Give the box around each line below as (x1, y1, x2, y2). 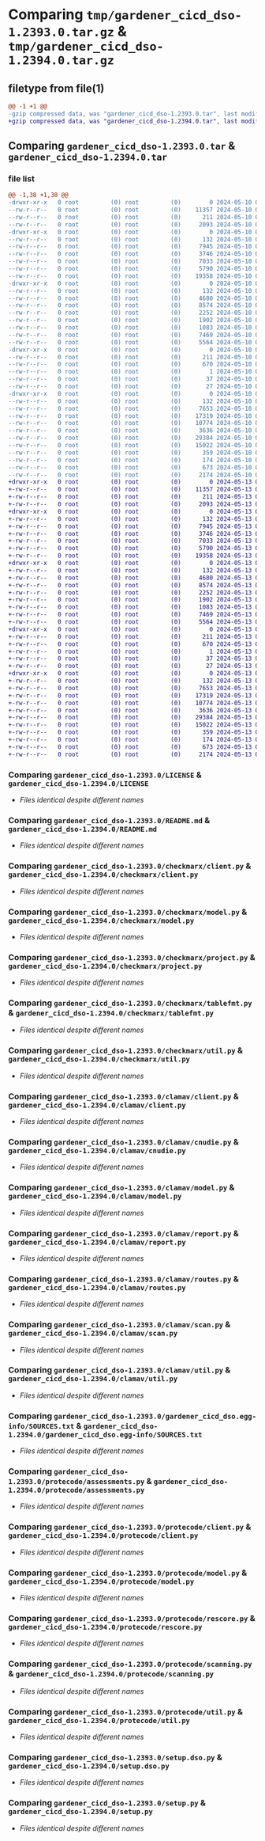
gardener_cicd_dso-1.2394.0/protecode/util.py (8, 1716, 191, 1725)
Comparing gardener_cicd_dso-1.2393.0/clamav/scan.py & (8, 1319, 231, 1330)
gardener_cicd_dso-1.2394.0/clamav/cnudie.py (8, 1146, 187, 1155)
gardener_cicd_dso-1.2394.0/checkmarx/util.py (8, 1055, 191, 1064)
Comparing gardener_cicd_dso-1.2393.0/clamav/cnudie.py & (8, 1136, 239, 1147)
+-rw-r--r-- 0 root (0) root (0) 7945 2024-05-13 (8, 522, 252, 530)
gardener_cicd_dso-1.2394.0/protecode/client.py (8, 1532, 199, 1540)
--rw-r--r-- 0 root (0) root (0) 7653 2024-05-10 (8, 404, 252, 412)
